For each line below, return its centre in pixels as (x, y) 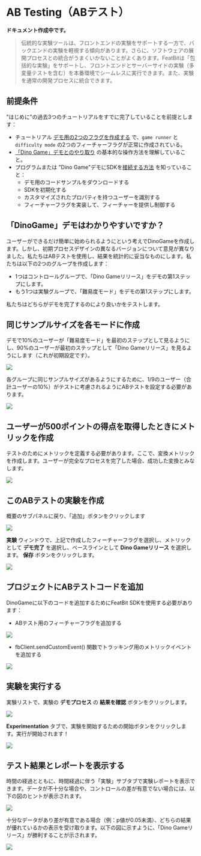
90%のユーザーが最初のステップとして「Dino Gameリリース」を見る (102, 348)
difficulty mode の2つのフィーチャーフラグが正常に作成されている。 (100, 144)
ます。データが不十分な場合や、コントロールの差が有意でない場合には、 (100, 789)
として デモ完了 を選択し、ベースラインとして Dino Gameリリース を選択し (99, 548)
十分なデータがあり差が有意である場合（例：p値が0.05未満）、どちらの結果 (99, 820)
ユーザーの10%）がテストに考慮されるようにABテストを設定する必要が (99, 387)
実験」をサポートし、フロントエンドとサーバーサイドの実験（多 (116, 65)
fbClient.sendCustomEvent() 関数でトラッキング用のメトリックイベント (103, 647)
